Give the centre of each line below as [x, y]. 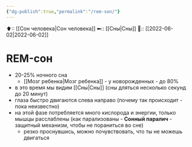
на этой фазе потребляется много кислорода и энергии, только [95, 112]
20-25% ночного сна [41, 75]
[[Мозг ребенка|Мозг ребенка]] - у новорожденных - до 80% [101, 81]
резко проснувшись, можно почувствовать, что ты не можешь [103, 131]
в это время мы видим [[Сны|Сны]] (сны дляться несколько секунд [100, 87]
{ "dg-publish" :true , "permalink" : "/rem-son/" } [63, 12]
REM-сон [30, 58]
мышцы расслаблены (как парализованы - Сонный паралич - [93, 119]
